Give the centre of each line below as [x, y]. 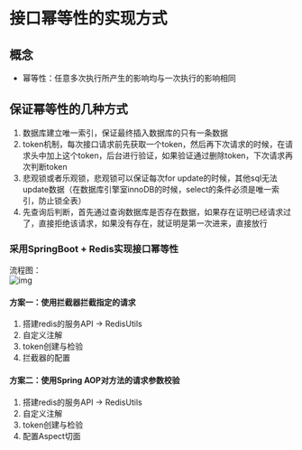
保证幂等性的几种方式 [69, 109]
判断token [49, 166]
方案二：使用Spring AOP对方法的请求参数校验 [95, 380]
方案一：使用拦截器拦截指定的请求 [73, 302]
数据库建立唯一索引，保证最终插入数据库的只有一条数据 [125, 133]
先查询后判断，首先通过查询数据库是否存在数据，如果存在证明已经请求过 [156, 211]
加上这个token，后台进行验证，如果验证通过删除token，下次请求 [166, 155]
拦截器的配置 [46, 358]
